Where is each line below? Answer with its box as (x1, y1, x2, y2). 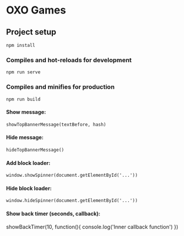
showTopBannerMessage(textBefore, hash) (6, 122, 107, 127)
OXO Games (6, 4, 66, 17)
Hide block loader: (6, 184, 52, 191)
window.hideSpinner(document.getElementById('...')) (6, 198, 138, 204)
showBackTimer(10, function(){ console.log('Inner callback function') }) (6, 223, 179, 230)
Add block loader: (6, 159, 51, 166)
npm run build (6, 96, 41, 102)
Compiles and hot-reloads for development (6, 56, 132, 64)
